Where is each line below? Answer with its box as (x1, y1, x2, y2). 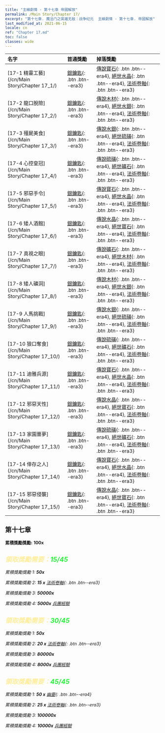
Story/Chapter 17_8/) (7, 293, 57, 300)
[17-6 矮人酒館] (7, 220, 46, 226)
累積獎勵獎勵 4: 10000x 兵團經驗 (5, 723, 72, 729)
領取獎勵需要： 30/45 (5, 616, 70, 624)
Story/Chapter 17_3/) (7, 142, 57, 149)
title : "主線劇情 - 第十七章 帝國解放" (5, 7, 78, 12)
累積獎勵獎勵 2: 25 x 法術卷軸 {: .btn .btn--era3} (5, 702, 101, 707)
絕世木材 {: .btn (111, 253, 145, 260)
